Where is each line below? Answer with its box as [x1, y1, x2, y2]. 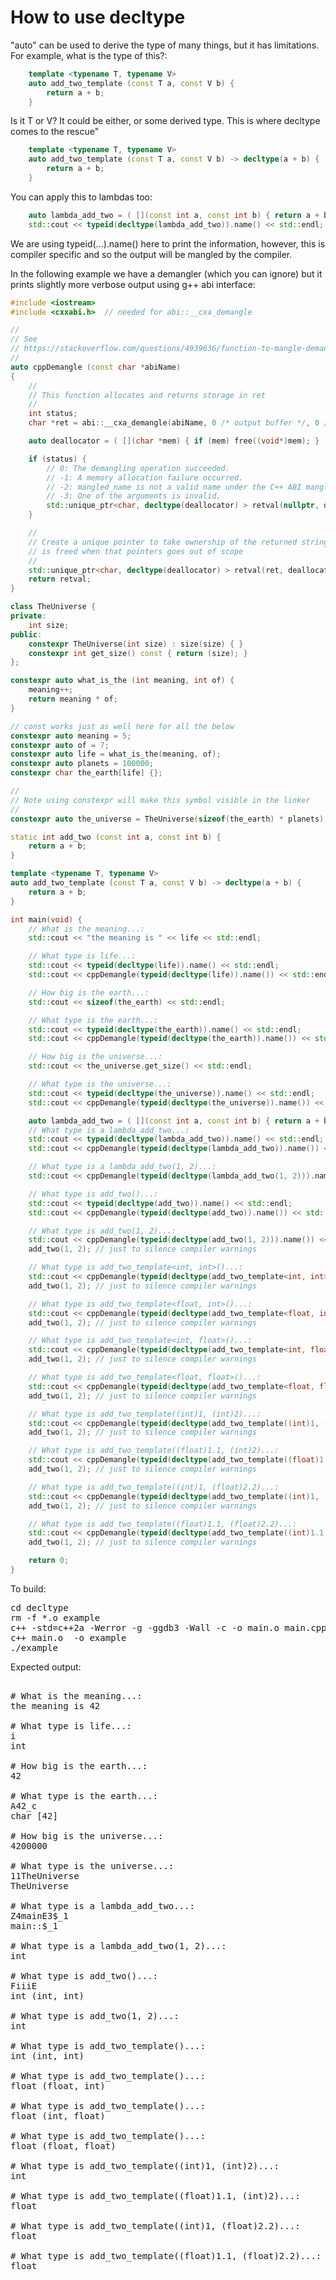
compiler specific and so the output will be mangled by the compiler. [10, 248, 293, 260]
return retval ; [28, 574, 92, 585]
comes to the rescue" [10, 126, 100, 138]
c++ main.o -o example [10, 1632, 127, 1643]
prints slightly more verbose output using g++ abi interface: [10, 278, 256, 290]
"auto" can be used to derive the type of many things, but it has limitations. [10, 39, 320, 51]
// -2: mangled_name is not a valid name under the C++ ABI [46, 482, 302, 492]
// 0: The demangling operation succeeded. [46, 463, 230, 473]
